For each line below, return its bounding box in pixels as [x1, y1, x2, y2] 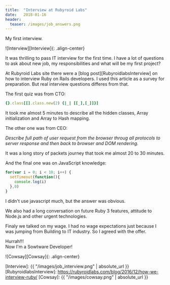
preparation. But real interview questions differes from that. [5, 81, 129, 87]
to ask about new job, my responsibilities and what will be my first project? [5, 60, 161, 66]
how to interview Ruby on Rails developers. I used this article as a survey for [5, 76, 165, 82]
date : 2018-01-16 [5, 12, 47, 17]
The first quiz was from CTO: [5, 91, 66, 97]
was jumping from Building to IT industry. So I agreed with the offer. [5, 228, 147, 234]
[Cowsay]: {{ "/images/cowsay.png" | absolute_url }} [38, 274, 149, 280]
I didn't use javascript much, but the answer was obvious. [5, 198, 126, 204]
